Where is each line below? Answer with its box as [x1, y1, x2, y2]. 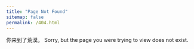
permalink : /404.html [6, 19, 60, 25]
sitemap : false [6, 14, 44, 20]
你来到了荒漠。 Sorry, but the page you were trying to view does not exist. [6, 37, 189, 44]
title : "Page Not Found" [6, 8, 68, 15]
